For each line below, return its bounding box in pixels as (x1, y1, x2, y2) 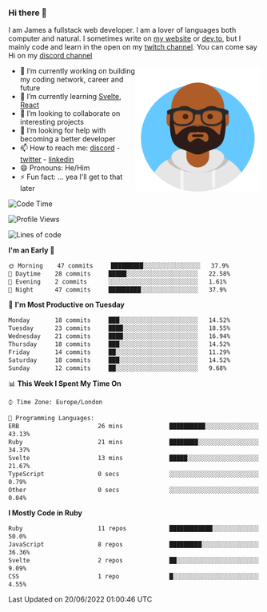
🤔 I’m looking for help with (19, 125, 106, 135)
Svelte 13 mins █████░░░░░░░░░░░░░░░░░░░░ (8, 455, 260, 463)
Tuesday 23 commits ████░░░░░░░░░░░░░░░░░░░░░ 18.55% (8, 324, 230, 332)
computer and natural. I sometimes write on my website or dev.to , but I (8, 34, 241, 43)
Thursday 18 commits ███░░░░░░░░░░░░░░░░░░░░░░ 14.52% (8, 340, 230, 348)
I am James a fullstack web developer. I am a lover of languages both (8, 26, 237, 35)
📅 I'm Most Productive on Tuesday (8, 300, 126, 310)
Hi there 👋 (8, 7, 48, 18)
